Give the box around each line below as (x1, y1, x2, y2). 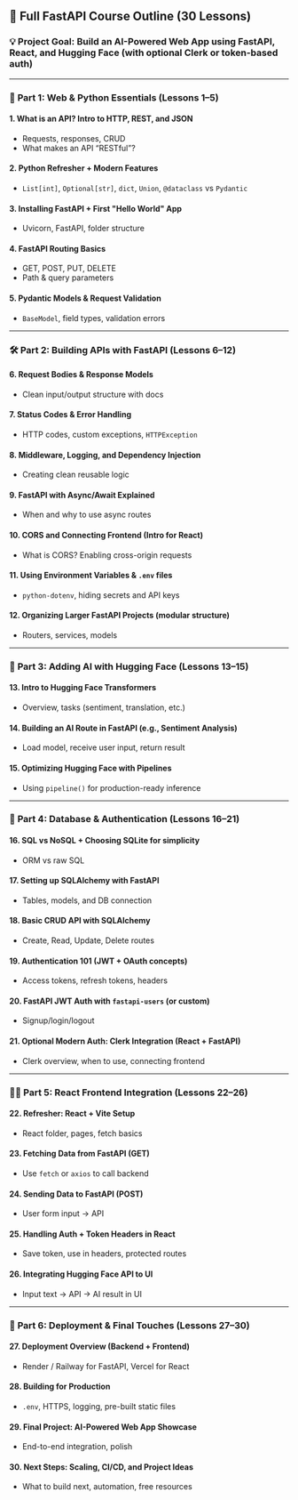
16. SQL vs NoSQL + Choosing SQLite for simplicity (9, 835, 200, 846)
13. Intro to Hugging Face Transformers (9, 682, 157, 693)
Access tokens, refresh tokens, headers (21, 975, 169, 986)
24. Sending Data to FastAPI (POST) (9, 1189, 144, 1199)
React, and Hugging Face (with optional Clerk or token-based (9, 46, 278, 59)
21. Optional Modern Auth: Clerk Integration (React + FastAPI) (9, 1036, 241, 1046)
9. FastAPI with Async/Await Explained (9, 489, 155, 500)
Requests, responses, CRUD (21, 133, 126, 143)
